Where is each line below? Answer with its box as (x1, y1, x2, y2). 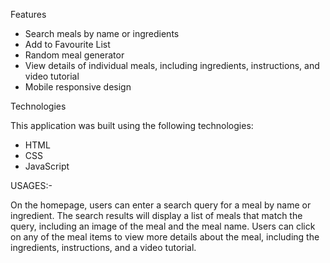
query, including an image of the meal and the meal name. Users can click (10, 220, 316, 232)
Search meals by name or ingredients (24, 28, 180, 39)
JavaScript (24, 160, 70, 172)
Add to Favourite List (24, 39, 111, 50)
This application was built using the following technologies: (10, 120, 254, 131)
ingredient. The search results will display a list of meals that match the (10, 210, 303, 221)
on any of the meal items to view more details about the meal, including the (10, 231, 320, 243)
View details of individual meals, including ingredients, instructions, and (24, 60, 320, 71)
